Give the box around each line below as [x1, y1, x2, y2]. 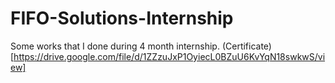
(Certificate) [221, 40, 272, 52]
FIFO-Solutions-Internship [10, 7, 234, 30]
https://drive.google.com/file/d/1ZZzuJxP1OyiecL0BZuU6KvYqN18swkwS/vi [13, 50, 326, 62]
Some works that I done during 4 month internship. [10, 40, 220, 52]
